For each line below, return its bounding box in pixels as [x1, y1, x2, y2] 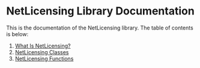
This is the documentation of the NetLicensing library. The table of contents [6, 24, 193, 31]
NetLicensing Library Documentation [6, 4, 195, 18]
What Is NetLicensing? [14, 42, 71, 49]
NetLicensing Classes [14, 48, 69, 55]
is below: [6, 30, 29, 37]
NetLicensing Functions [14, 55, 74, 62]
